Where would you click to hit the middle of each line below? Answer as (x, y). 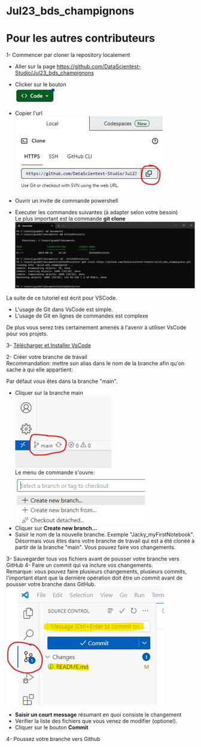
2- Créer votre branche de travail (47, 356)
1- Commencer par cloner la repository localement (68, 55)
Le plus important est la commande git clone (70, 219)
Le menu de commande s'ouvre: (55, 472)
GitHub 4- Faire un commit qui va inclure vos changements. (80, 565)
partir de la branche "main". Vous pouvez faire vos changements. (95, 547)
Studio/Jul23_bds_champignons (54, 73)
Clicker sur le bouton (41, 84)
